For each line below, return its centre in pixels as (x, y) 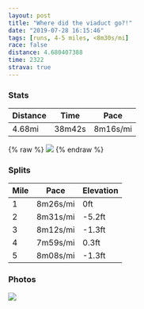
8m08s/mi (56, 256)
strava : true (30, 68)
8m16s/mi (113, 129)
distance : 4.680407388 (45, 52)
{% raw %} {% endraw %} (56, 150)
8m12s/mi (56, 230)
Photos (22, 280)
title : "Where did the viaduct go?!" (70, 23)
